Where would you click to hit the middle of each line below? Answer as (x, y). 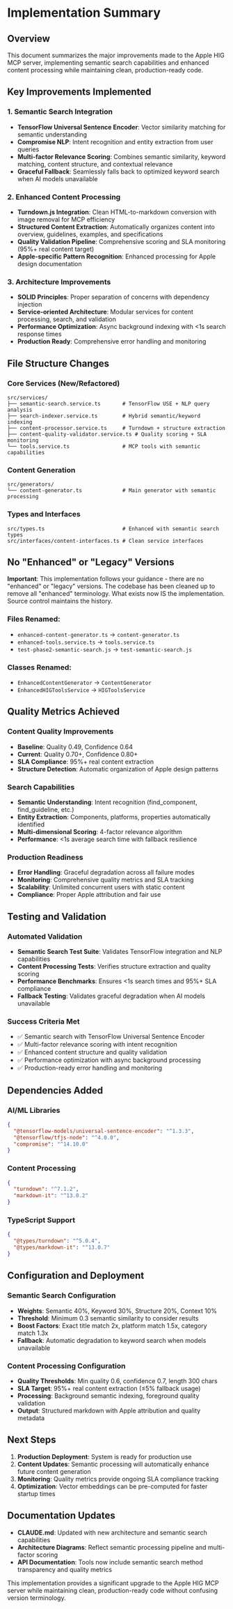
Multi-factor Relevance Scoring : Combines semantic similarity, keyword (121, 156)
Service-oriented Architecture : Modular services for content (105, 312)
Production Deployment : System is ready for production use (104, 1456)
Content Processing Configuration (66, 1366)
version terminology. (37, 1598)
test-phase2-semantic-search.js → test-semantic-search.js (105, 649)
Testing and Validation (57, 917)
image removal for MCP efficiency (66, 219)
